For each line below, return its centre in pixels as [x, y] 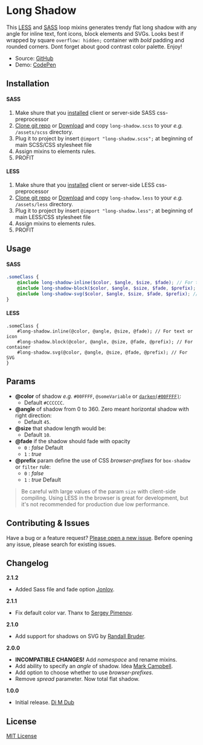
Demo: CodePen [35, 65]
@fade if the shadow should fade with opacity [73, 441]
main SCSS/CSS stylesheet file [53, 145]
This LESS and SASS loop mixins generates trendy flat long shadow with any [101, 27]
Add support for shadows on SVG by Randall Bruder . [80, 636]
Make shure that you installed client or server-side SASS [85, 112]
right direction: [33, 415]
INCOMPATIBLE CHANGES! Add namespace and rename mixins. [96, 660]
